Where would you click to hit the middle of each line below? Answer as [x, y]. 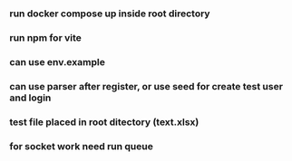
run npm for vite [45, 37]
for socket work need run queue [82, 146]
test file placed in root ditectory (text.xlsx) [104, 122]
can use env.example [58, 62]
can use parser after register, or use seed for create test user [146, 86]
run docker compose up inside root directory [110, 14]
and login [30, 98]
